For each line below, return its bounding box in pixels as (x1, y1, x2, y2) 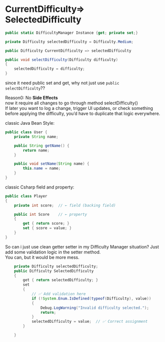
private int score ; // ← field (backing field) (14, 203, 116, 208)
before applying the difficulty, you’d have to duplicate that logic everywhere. (5, 110, 161, 117)
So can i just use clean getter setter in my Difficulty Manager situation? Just (5, 244, 159, 249)
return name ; (23, 147, 50, 153)
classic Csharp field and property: (5, 184, 75, 190)
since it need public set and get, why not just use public (5, 80, 120, 86)
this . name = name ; (23, 166, 61, 171)
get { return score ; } (23, 221, 70, 226)
